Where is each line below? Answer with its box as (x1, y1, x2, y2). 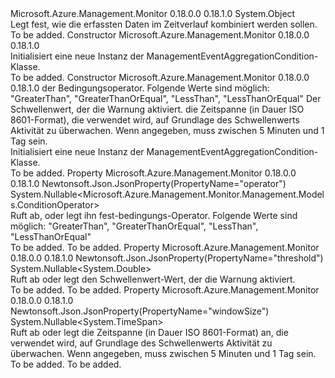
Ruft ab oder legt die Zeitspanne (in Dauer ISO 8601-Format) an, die (10, 327, 289, 338)
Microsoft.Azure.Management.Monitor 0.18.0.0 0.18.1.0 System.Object (10, 8, 296, 19)
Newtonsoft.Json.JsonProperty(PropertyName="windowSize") (10, 305, 270, 317)
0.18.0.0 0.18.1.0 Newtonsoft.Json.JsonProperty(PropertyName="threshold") (10, 252, 324, 264)
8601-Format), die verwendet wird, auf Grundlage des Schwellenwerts (10, 114, 300, 126)
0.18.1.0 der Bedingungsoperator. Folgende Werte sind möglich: (10, 82, 270, 94)
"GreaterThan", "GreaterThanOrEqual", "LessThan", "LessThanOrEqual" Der (10, 93, 322, 104)
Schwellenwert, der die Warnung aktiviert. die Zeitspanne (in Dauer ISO (10, 103, 305, 115)
